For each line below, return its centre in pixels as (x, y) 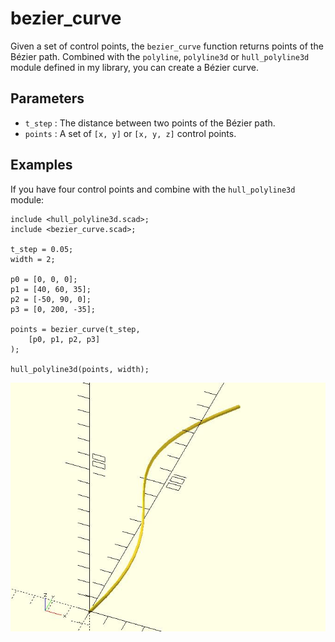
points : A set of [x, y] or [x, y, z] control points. (130, 133)
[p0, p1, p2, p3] (64, 339)
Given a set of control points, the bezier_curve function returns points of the (167, 46)
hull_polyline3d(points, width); (80, 369)
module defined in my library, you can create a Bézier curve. (135, 67)
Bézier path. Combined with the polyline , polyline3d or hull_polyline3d (160, 56)
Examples (41, 165)
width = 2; (33, 259)
